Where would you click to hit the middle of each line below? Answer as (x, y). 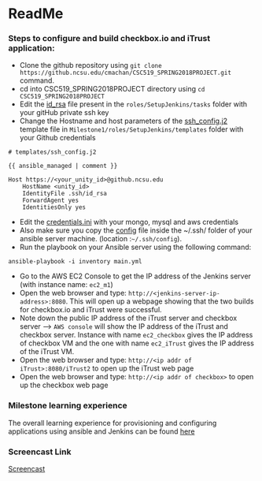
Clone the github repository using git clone (91, 65)
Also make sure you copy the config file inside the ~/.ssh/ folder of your (136, 230)
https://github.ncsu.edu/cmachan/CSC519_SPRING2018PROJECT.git (125, 73)
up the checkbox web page (64, 385)
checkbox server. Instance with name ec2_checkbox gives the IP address (136, 335)
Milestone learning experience (68, 405)
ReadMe (36, 14)
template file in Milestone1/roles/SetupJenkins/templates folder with (131, 129)
